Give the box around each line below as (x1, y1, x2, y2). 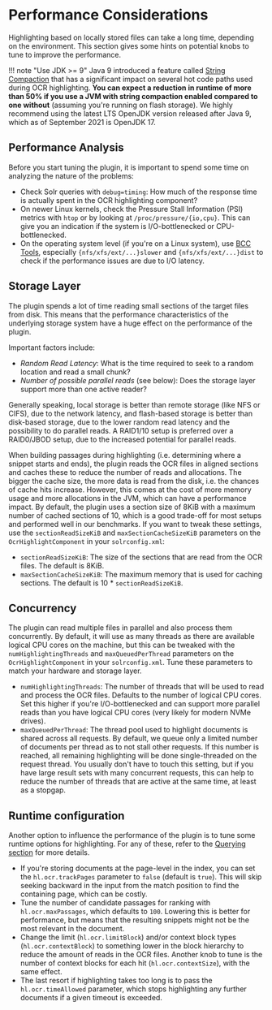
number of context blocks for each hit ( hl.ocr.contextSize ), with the (19, 958, 250, 968)
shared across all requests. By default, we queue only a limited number (19, 733, 258, 744)
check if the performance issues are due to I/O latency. (19, 256, 205, 265)
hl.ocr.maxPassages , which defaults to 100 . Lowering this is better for (19, 907, 251, 917)
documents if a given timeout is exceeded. (19, 993, 162, 1003)
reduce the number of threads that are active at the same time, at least (19, 777, 257, 787)
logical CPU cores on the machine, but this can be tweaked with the (8, 640, 235, 650)
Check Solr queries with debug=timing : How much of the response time (19, 187, 257, 196)
